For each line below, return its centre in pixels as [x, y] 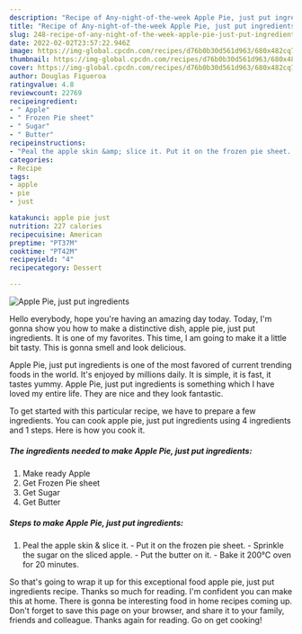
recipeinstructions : [48, 143]
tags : [19, 176]
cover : [22, 68]
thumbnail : [30, 59]
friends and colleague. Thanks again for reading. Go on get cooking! [136, 620]
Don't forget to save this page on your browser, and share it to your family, [147, 610]
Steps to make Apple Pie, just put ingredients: [97, 522]
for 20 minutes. [50, 564]
